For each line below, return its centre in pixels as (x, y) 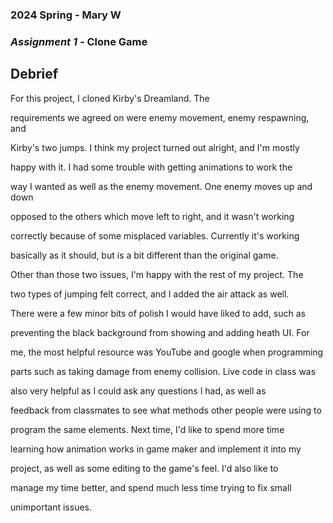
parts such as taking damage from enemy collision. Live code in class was (163, 371)
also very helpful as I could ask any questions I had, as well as (138, 390)
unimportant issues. (51, 507)
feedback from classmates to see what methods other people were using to (166, 410)
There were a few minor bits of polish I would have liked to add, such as (158, 313)
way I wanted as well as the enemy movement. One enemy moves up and (161, 186)
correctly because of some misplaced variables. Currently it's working (155, 235)
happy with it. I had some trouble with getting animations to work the (151, 167)
